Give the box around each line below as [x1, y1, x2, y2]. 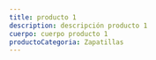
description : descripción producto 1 [9, 21, 148, 30]
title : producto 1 [9, 12, 77, 22]
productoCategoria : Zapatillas [9, 37, 124, 47]
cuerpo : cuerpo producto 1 [9, 29, 108, 38]
